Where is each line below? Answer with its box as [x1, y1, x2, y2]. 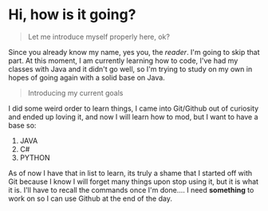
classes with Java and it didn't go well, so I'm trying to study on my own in [8, 64, 253, 73]
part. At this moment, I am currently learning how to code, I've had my [8, 56, 238, 65]
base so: [8, 120, 37, 130]
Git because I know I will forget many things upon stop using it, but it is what [8, 177, 259, 186]
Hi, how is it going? [8, 6, 136, 24]
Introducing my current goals [27, 88, 124, 97]
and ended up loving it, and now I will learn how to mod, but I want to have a [8, 111, 258, 121]
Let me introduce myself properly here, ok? [27, 32, 170, 41]
